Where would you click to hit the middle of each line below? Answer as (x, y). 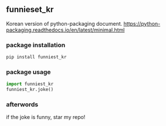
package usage (28, 72)
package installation (36, 45)
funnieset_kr (30, 10)
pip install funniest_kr (36, 57)
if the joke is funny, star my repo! (46, 117)
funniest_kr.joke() (30, 90)
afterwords (22, 104)
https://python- (142, 23)
